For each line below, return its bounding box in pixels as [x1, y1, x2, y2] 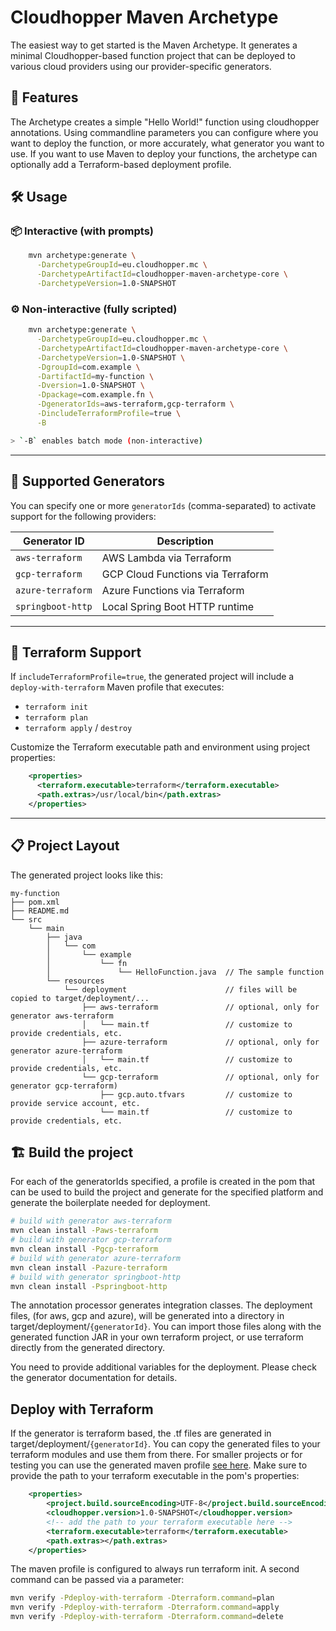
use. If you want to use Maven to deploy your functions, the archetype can [10, 147, 318, 160]
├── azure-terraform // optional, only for [81, 1037, 320, 1047]
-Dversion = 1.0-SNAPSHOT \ [36, 381, 145, 391]
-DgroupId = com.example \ [36, 362, 141, 372]
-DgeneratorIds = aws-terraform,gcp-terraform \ [36, 399, 235, 410]
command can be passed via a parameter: [10, 1574, 185, 1586]
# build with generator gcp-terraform [10, 1235, 172, 1245]
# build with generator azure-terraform [10, 1253, 182, 1263]
